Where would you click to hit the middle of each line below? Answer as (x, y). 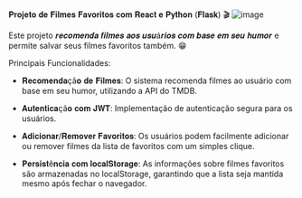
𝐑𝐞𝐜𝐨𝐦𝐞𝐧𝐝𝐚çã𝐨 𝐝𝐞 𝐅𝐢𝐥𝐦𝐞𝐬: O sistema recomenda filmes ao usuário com (156, 80)
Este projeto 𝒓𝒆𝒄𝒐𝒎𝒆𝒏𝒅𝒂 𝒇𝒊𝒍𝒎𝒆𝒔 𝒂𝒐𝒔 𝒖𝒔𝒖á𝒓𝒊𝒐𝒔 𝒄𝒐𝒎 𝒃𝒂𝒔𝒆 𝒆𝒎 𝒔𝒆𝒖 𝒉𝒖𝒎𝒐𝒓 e (144, 35)
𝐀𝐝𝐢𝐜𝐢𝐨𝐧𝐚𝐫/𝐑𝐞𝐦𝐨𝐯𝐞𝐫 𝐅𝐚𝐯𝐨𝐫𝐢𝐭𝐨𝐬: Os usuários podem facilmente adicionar (155, 136)
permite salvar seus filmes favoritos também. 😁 (98, 46)
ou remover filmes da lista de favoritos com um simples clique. (138, 146)
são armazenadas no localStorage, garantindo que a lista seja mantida (152, 174)
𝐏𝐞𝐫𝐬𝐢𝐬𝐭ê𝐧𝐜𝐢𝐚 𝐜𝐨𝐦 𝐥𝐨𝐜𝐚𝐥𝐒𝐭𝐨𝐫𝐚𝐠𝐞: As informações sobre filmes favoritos (153, 164)
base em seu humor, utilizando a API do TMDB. (109, 91)
